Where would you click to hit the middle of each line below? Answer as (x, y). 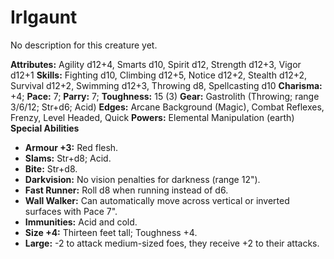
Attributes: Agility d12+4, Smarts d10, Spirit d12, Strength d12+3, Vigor (156, 64)
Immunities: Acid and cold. (81, 222)
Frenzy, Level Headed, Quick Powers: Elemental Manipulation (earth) (152, 117)
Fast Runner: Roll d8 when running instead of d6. (126, 190)
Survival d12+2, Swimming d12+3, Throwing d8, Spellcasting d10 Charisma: (166, 85)
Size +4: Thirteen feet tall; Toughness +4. (111, 232)
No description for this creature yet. (84, 45)
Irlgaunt (44, 17)
